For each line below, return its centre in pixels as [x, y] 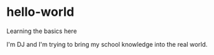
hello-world [41, 12]
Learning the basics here [42, 31]
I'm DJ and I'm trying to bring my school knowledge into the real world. [107, 44]
